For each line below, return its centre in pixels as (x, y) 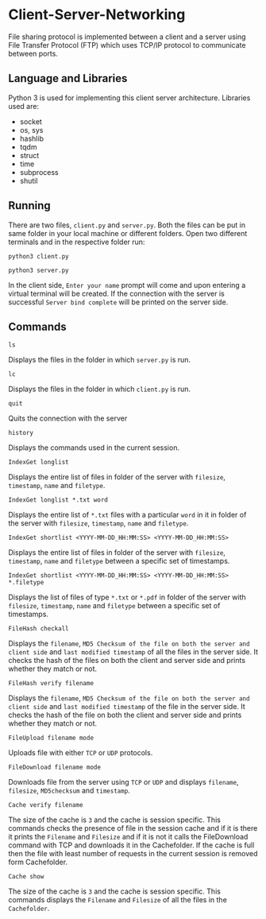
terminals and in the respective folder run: (77, 242)
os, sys (31, 130)
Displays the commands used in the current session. (94, 448)
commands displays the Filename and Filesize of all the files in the (118, 900)
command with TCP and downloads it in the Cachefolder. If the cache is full (131, 845)
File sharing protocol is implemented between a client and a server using (127, 37)
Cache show (26, 877)
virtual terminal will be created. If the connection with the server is (116, 293)
